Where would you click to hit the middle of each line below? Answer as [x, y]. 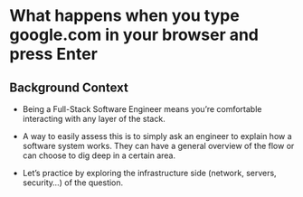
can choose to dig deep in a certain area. [99, 155]
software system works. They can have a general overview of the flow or [158, 146]
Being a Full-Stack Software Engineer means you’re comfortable [142, 109]
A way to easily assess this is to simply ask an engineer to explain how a [157, 136]
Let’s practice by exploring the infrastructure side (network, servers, [150, 173]
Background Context [69, 87]
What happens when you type [124, 16]
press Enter [53, 54]
